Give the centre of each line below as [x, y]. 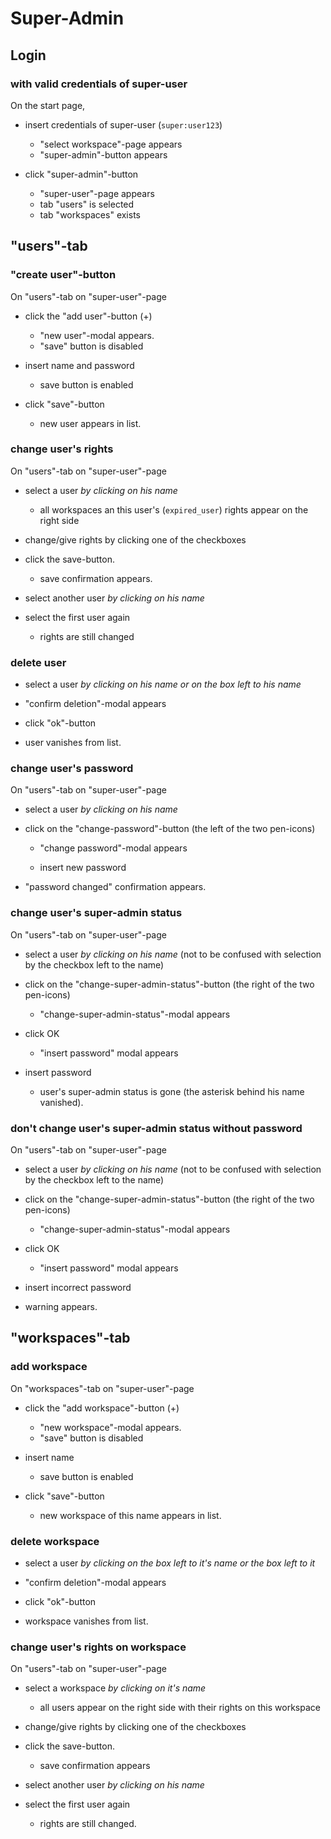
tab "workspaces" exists [90, 214]
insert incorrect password [78, 1288]
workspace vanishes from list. [86, 1621]
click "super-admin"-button [81, 174]
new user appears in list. [90, 423]
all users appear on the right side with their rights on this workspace [180, 1708]
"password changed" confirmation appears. [115, 887]
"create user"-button [63, 275]
